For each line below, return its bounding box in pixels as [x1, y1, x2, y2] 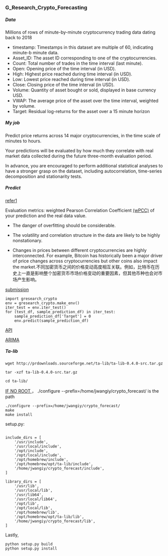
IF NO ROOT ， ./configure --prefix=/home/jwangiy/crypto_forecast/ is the [5, 388, 159, 394]
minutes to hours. [5, 138, 42, 144]
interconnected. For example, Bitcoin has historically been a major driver [12, 252, 163, 258]
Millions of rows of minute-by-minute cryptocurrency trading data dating [5, 29, 156, 35]
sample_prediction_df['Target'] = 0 [14, 314, 92, 319]
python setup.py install [5, 546, 57, 551]
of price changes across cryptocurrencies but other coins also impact [12, 258, 157, 264]
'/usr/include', [14, 439, 49, 444]
